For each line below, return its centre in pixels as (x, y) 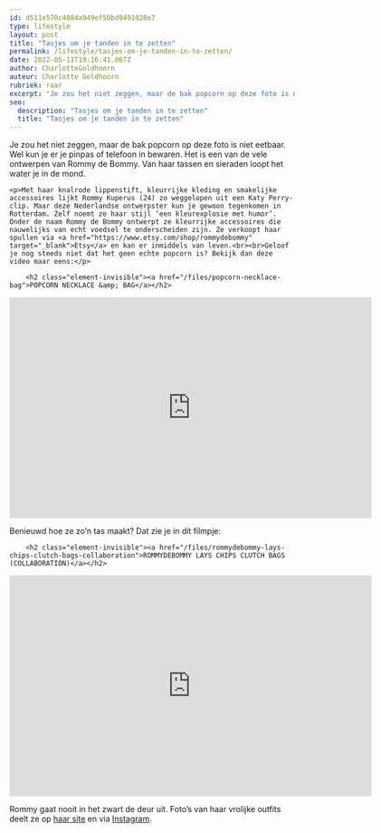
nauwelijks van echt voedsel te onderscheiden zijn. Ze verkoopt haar (145, 230)
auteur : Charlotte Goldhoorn (64, 77)
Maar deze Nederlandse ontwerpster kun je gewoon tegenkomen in (157, 206)
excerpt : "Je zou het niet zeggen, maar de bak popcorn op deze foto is (149, 93)
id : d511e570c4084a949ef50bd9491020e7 (82, 18)
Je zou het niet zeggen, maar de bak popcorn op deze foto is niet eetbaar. (148, 145)
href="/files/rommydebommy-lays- (222, 548)
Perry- (281, 199)
